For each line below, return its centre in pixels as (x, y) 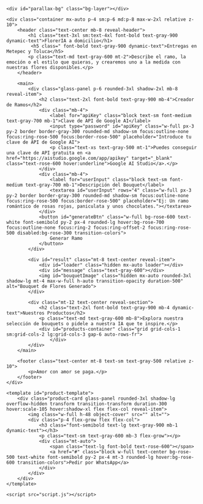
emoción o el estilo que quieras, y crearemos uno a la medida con (94, 62)
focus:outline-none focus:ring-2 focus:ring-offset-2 (76, 228)
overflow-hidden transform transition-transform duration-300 (87, 404)
